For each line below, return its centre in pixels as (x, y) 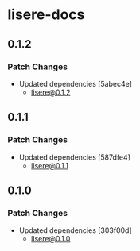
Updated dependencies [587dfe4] (74, 157)
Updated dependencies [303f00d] (75, 230)
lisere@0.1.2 (51, 92)
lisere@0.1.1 (50, 165)
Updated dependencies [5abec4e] (76, 83)
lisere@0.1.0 (51, 239)
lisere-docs (46, 15)
